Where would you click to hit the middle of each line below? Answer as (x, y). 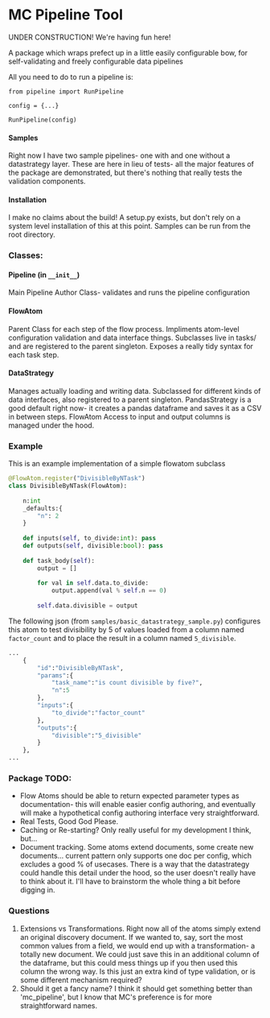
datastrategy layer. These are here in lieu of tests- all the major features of (131, 164)
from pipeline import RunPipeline (66, 91)
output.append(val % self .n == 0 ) (109, 591)
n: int (32, 501)
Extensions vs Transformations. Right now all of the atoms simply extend (140, 929)
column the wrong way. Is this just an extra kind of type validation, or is (137, 971)
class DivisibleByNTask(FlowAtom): (68, 486)
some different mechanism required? (81, 979)
